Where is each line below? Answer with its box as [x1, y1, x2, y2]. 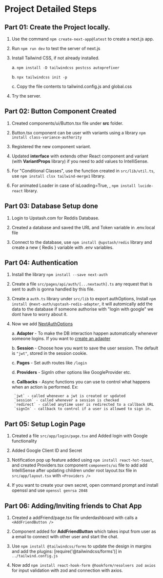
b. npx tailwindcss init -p [11, 74, 67, 79]
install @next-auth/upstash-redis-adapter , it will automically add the [11, 301, 153, 307]
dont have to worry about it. [11, 312, 68, 317]
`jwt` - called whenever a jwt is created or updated [14, 394, 126, 398]
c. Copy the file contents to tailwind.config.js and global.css [11, 83, 132, 89]
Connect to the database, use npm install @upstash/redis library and [11, 239, 152, 245]
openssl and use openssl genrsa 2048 [11, 487, 88, 494]
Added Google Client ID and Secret [11, 447, 82, 453]
